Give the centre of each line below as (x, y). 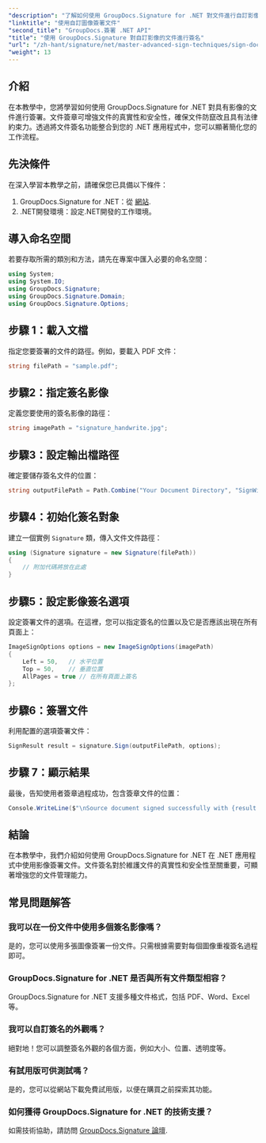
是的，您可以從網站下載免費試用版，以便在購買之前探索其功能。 (112, 1089)
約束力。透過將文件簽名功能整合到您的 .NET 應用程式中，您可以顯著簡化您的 (133, 127)
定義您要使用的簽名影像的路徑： (60, 413)
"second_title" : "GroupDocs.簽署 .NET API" (80, 30)
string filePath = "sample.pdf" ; (63, 366)
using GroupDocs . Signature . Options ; (68, 303)
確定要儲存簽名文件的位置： (53, 475)
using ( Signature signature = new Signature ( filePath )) (102, 552)
